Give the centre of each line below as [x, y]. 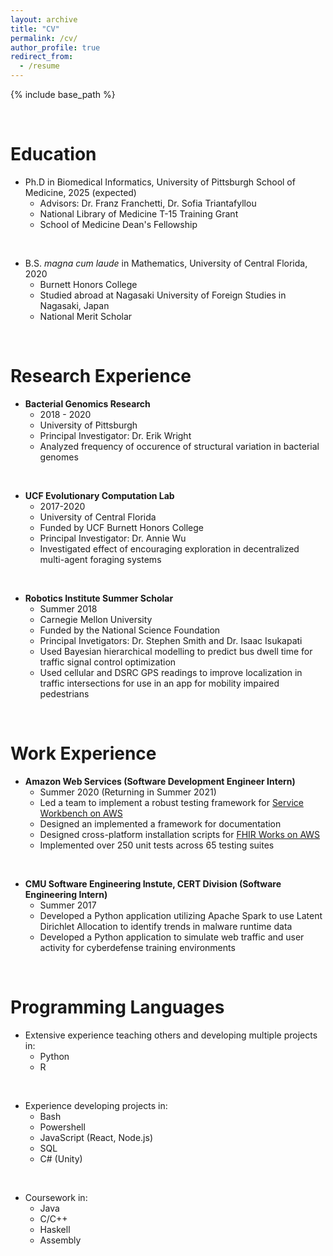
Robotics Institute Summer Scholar [99, 598]
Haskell [55, 1229]
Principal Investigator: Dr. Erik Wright [115, 435]
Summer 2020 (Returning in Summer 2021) [128, 792]
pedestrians [64, 693]
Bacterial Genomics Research [87, 403]
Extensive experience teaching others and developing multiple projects [171, 1035]
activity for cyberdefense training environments [137, 947]
